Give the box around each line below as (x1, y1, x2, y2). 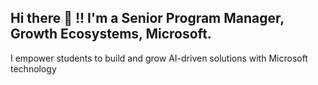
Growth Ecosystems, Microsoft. (10, 26, 212, 43)
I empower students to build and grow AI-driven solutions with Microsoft (10, 52, 308, 64)
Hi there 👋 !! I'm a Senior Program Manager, (10, 10, 285, 27)
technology (10, 62, 57, 75)
